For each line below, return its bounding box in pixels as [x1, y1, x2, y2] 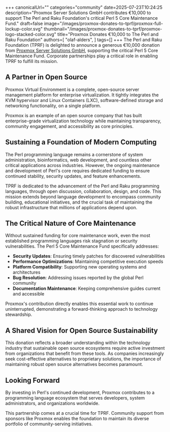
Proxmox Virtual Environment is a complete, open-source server [5, 86, 140, 92]
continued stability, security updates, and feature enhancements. [5, 173, 142, 179]
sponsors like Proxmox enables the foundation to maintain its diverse [5, 416, 149, 422]
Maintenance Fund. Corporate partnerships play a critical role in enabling [5, 53, 158, 59]
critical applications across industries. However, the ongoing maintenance [5, 162, 160, 168]
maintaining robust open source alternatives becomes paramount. [5, 361, 144, 368]
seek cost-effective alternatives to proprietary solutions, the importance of [5, 356, 161, 362]
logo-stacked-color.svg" [5, 31, 57, 37]
